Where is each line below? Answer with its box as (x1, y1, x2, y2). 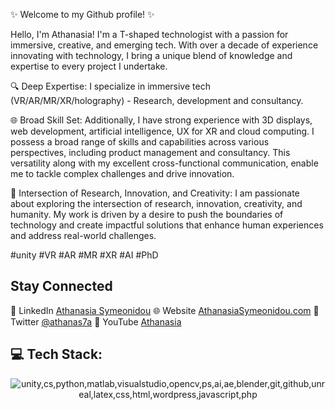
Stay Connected (10, 278, 113, 295)
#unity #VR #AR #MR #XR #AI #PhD (10, 249, 159, 261)
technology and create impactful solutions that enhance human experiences (10, 219, 324, 231)
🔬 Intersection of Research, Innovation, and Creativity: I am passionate (10, 187, 300, 199)
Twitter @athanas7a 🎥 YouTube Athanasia (10, 315, 182, 328)
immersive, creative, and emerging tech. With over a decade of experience (10, 39, 319, 51)
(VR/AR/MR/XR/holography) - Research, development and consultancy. (10, 95, 304, 106)
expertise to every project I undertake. (10, 60, 168, 72)
